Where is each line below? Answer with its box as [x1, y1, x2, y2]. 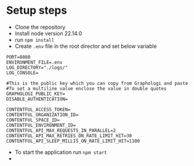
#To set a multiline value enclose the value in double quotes [6, 85, 167, 92]
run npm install [14, 36, 55, 43]
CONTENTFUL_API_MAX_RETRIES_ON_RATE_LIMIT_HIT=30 [6, 132, 133, 138]
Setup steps [6, 4, 67, 17]
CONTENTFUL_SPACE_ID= [6, 117, 60, 123]
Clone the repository [14, 23, 66, 31]
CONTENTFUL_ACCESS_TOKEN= [6, 106, 70, 113]
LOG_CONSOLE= [6, 70, 39, 76]
